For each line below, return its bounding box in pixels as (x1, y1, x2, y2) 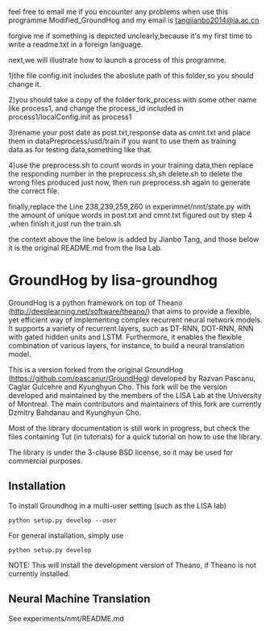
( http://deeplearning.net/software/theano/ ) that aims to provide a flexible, (8, 306, 252, 316)
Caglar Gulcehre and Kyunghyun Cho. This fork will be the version (8, 382, 228, 392)
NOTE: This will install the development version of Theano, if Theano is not (8, 560, 256, 570)
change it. (8, 80, 42, 89)
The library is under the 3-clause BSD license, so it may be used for (8, 447, 234, 457)
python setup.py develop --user (8, 516, 117, 525)
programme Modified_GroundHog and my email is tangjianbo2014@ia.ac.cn (8, 15, 260, 25)
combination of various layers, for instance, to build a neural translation (8, 340, 245, 350)
